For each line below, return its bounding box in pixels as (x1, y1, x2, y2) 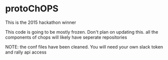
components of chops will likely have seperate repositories (5, 34, 127, 40)
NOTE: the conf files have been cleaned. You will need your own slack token (5, 44, 163, 50)
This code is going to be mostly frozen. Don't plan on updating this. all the (5, 29, 158, 35)
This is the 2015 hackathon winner (5, 19, 76, 25)
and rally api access (5, 49, 47, 55)
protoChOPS (5, 3, 59, 14)
